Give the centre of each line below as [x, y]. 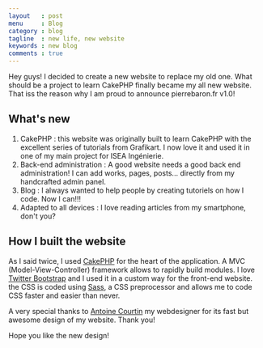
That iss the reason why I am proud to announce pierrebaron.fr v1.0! [122, 93]
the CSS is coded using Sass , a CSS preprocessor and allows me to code [130, 286]
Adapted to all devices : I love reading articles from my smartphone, [133, 207]
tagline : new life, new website [67, 38]
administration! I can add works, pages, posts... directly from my [127, 173]
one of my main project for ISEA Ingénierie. [92, 155]
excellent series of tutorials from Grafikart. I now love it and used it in [135, 147]
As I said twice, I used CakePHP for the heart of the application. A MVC [127, 261]
